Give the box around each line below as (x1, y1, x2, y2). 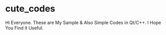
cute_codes (5, 3, 56, 14)
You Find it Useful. (5, 24, 44, 30)
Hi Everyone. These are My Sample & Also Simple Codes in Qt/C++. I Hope (5, 19, 161, 25)
